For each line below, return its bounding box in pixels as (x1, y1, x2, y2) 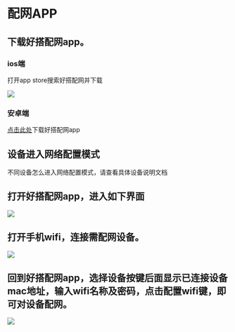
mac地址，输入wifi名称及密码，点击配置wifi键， (7, 285, 217, 297)
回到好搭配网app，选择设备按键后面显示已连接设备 (7, 272, 228, 284)
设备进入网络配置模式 (7, 148, 100, 160)
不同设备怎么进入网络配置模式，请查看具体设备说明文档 (7, 168, 167, 176)
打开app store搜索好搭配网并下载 (7, 76, 103, 84)
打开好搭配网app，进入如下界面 (7, 190, 145, 203)
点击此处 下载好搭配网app (7, 126, 81, 134)
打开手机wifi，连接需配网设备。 (7, 232, 144, 244)
